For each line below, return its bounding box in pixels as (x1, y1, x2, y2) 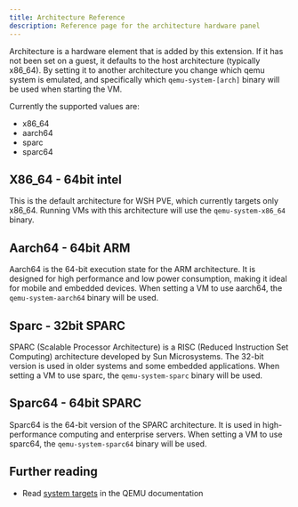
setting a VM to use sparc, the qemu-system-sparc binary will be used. (9, 370, 263, 381)
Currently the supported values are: (9, 101, 140, 111)
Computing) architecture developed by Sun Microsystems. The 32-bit (9, 350, 264, 361)
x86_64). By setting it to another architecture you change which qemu (9, 64, 265, 76)
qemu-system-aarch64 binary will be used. (9, 293, 159, 303)
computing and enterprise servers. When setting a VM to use (59, 429, 283, 439)
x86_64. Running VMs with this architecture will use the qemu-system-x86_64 (9, 205, 286, 216)
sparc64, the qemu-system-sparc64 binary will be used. (9, 438, 207, 449)
